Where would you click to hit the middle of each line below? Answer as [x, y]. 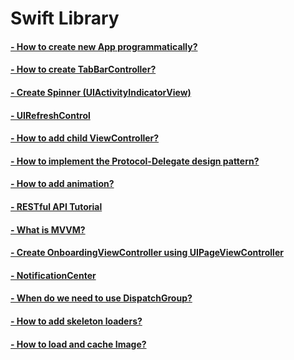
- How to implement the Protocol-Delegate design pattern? [135, 161]
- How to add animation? [62, 184]
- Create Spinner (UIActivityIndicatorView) [101, 92]
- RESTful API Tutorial [56, 206]
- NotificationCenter [53, 275]
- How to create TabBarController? [83, 69]
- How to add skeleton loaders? [76, 321]
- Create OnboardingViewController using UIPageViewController [147, 253]
